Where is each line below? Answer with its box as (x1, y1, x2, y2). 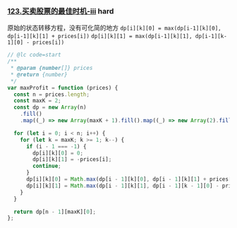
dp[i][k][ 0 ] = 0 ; (32, 150, 83, 157)
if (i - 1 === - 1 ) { (25, 143, 87, 150)
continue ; (32, 162, 61, 170)
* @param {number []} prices (10, 65, 93, 72)
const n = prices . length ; (13, 90, 90, 98)
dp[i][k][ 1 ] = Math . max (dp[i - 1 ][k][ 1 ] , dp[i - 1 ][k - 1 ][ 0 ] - (25, 182, 219, 189)
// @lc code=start (7, 52, 61, 59)
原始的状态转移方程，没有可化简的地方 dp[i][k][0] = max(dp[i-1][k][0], (7, 23, 222, 32)
